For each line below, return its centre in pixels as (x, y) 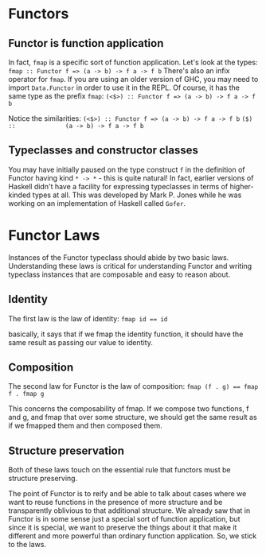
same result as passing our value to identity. (80, 342)
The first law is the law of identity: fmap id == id (88, 318)
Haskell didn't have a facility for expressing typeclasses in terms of (118, 186)
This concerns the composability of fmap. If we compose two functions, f (129, 409)
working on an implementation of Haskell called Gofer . (97, 203)
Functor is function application (86, 43)
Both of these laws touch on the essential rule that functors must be (119, 470)
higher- (242, 186)
